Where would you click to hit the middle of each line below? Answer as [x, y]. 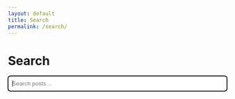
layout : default [31, 13]
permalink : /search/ [38, 26]
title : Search [29, 20]
